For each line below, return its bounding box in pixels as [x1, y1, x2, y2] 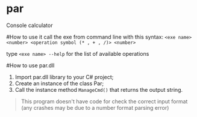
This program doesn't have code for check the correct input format [20, 98, 188, 105]
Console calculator [6, 22, 53, 29]
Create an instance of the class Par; [14, 80, 104, 87]
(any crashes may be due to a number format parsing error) [20, 104, 169, 111]
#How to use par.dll [6, 62, 55, 69]
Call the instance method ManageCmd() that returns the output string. [14, 86, 183, 93]
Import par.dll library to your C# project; [14, 73, 114, 80]
